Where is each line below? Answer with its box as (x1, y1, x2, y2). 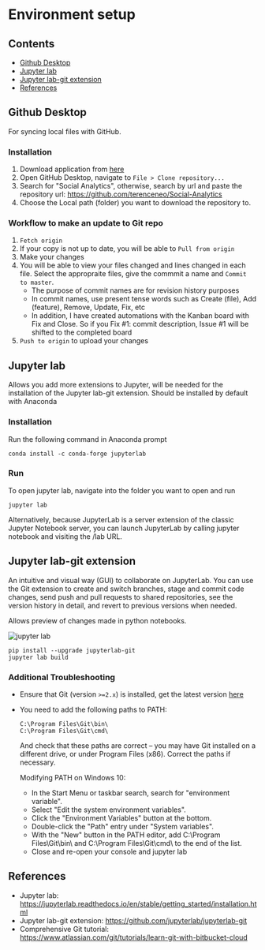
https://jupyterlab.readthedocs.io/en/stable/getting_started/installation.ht (19, 899, 257, 908)
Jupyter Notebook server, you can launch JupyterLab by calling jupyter (8, 523, 240, 533)
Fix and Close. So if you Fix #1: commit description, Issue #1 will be (31, 320, 249, 329)
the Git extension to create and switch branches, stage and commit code (8, 584, 244, 593)
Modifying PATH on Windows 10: (19, 772, 126, 782)
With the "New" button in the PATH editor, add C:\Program (31, 830, 221, 840)
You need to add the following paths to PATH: (19, 705, 167, 714)
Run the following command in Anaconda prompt (8, 434, 167, 443)
